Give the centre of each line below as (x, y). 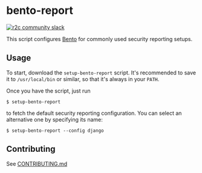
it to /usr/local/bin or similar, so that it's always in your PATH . (83, 79)
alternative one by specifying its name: (54, 119)
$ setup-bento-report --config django (55, 131)
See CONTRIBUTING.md (37, 163)
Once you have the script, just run (48, 91)
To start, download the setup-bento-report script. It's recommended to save (101, 73)
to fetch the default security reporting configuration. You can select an (94, 113)
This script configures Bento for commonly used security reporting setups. (99, 39)
